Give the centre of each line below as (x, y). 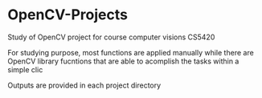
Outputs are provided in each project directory (84, 85)
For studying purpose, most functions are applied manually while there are (131, 52)
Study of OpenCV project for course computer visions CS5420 (111, 37)
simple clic (25, 69)
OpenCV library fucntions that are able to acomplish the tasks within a (123, 61)
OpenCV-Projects (68, 15)
